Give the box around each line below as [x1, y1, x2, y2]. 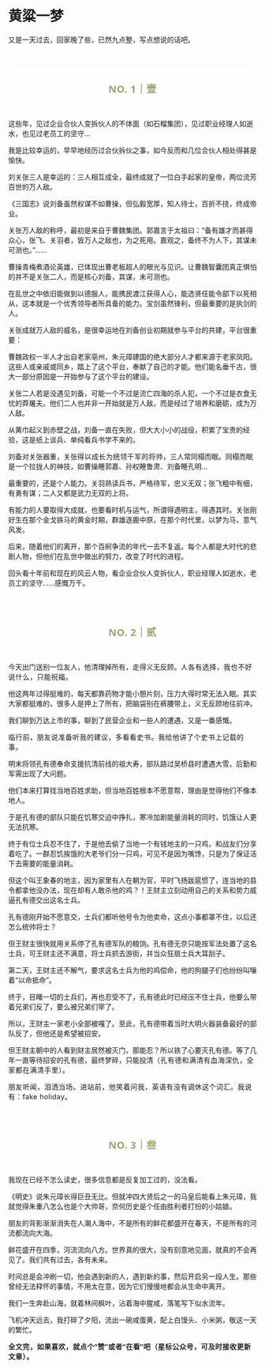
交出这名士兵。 [35, 895, 84, 905]
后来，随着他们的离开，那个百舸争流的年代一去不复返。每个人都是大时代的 [8, 541, 250, 551]
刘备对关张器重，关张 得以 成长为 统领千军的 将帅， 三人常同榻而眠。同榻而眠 [8, 451, 254, 461]
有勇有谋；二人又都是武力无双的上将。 [8, 488, 132, 498]
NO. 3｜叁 [108, 1137, 157, 1152]
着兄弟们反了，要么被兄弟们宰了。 [8, 1001, 119, 1012]
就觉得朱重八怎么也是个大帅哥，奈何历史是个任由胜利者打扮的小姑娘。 [8, 1201, 237, 1211]
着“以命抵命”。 [8, 975, 57, 985]
